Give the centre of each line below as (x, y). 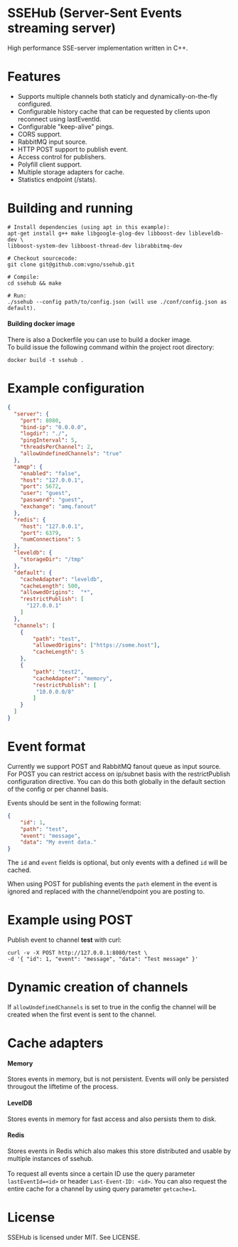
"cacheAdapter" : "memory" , (73, 678)
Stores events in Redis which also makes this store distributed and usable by (119, 1151)
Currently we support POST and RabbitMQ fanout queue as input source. (114, 766)
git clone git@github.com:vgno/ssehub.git (71, 265)
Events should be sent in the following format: (75, 802)
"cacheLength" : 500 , (50, 586)
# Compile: (23, 277)
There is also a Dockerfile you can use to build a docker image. (99, 340)
